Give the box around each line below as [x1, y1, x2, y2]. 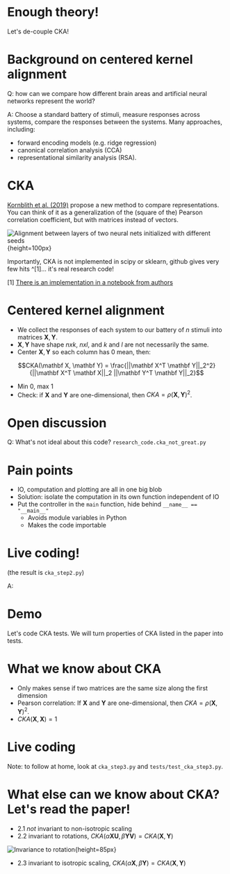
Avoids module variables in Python [27, 514, 127, 522]
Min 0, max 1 [17, 382, 54, 390]
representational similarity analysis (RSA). [17, 153, 137, 161]
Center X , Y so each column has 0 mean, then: [17, 347, 151, 356]
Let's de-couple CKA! [7, 27, 69, 35]
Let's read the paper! [7, 801, 131, 817]
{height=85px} [74, 845, 117, 853]
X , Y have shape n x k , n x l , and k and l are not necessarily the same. [17, 340, 209, 349]
